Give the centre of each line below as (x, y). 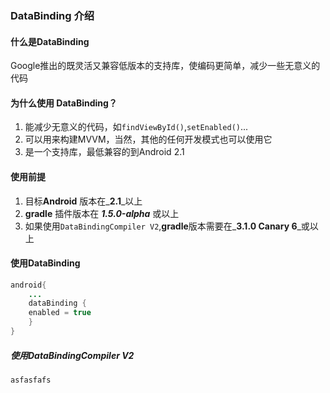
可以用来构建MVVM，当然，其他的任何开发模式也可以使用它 (148, 139)
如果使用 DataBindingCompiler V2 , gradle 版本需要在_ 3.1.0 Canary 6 (161, 226)
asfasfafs (31, 380)
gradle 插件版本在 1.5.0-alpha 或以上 (102, 213)
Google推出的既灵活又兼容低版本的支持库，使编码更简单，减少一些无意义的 (165, 66)
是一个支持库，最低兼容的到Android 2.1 (104, 152)
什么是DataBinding (50, 41)
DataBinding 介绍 (52, 15)
